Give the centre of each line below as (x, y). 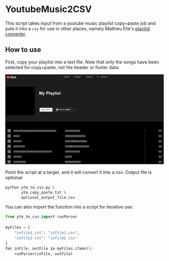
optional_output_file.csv (48, 198)
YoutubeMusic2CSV (49, 9)
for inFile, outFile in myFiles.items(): (49, 249)
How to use (23, 50)
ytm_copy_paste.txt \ (44, 192)
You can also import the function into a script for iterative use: (69, 207)
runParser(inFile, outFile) (44, 254)
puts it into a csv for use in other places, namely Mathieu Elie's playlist (77, 28)
